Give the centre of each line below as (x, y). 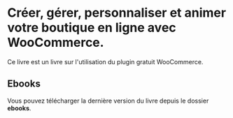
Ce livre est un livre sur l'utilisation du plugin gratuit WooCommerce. (105, 61)
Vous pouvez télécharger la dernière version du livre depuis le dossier (108, 101)
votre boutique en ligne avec (92, 28)
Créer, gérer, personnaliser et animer (116, 13)
